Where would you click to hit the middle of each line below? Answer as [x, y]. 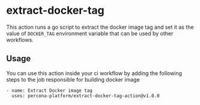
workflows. [20, 40]
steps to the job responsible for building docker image [73, 79]
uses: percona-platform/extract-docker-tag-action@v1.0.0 [86, 96]
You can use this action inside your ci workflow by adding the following [94, 73]
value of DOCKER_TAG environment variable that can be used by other [90, 33]
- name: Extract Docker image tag [50, 91]
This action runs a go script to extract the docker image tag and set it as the [100, 27]
